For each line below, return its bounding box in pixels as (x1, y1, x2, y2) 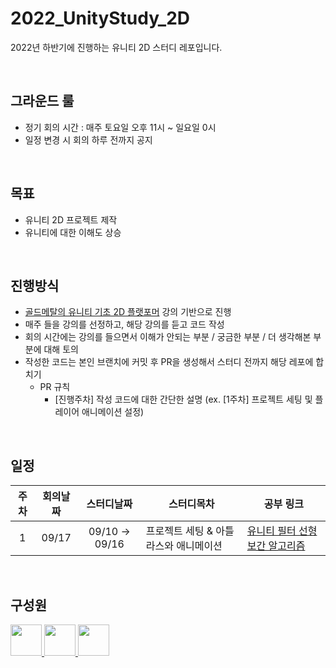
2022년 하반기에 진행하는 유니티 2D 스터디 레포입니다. (10, 41, 223, 53)
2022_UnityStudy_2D (10, 7, 191, 30)
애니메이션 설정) (81, 406, 145, 418)
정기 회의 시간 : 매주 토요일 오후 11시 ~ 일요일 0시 (24, 121, 217, 133)
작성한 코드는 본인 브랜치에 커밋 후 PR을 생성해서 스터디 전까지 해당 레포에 (24, 356, 314, 368)
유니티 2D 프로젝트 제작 (24, 213, 118, 226)
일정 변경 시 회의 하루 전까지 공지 (24, 133, 153, 146)
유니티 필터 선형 (246, 524, 318, 538)
